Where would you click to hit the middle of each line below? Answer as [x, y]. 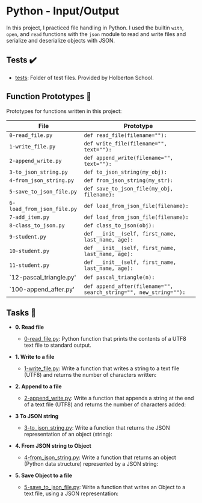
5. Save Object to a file [43, 475]
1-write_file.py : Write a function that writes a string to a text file [102, 368]
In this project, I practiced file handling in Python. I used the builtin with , [95, 28]
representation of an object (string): [68, 434]
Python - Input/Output [63, 11]
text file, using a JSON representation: [71, 493]
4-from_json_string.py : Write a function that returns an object [100, 457]
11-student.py [29, 265]
